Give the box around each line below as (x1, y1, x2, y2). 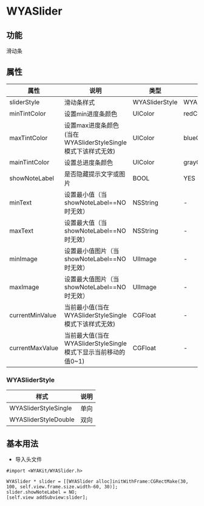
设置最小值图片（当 (64, 247, 120, 255)
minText (9, 198, 32, 206)
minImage (9, 255, 38, 263)
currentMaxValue (9, 343, 59, 352)
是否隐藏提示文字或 (64, 169, 120, 178)
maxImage (9, 283, 39, 291)
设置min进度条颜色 (64, 110, 118, 118)
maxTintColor (9, 133, 48, 142)
